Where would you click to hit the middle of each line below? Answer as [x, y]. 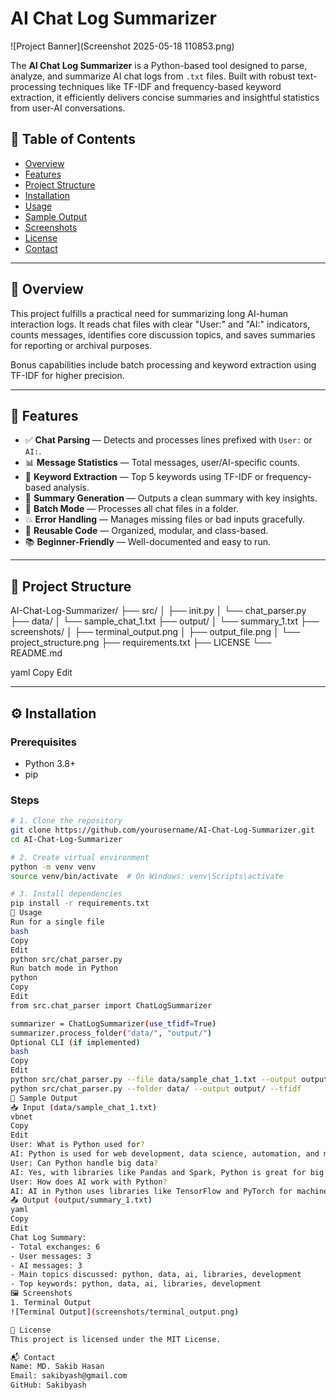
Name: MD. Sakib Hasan [57, 1367]
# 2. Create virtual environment [80, 857]
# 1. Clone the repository [66, 821]
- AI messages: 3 [46, 1265]
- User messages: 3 [51, 1256]
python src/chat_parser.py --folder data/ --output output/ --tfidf [156, 1088]
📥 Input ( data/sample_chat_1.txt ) [84, 1107]
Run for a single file [57, 922]
